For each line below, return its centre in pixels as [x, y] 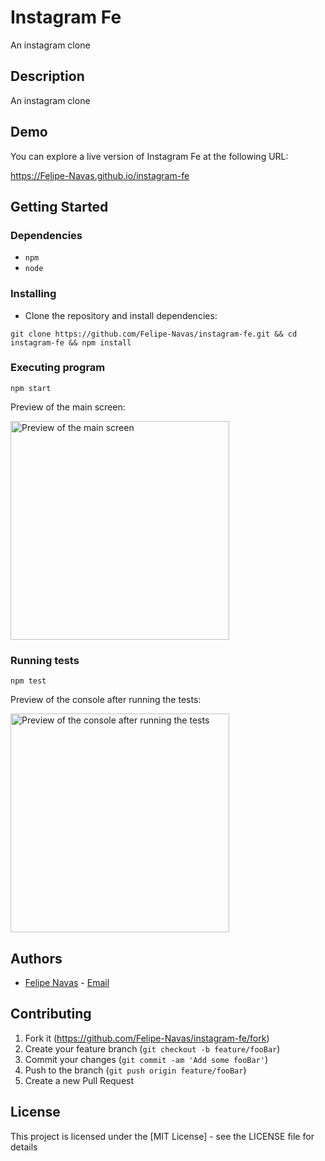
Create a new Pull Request [79, 1080]
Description [47, 76]
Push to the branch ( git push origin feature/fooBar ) [135, 1070]
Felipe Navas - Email [67, 982]
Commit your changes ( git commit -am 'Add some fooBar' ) [146, 1059]
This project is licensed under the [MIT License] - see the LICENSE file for [162, 1136]
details [24, 1147]
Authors [36, 958]
